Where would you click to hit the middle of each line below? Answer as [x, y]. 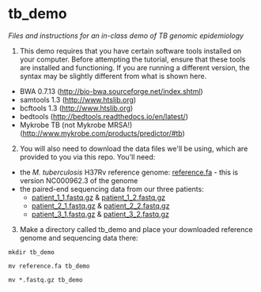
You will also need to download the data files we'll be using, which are [134, 148]
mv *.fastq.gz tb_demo [45, 280]
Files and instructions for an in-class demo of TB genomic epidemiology [126, 36]
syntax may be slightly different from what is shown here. [113, 76]
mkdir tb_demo [32, 252]
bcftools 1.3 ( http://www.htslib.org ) [76, 108]
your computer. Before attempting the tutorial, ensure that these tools [132, 59]
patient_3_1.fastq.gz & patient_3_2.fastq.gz [100, 214]
